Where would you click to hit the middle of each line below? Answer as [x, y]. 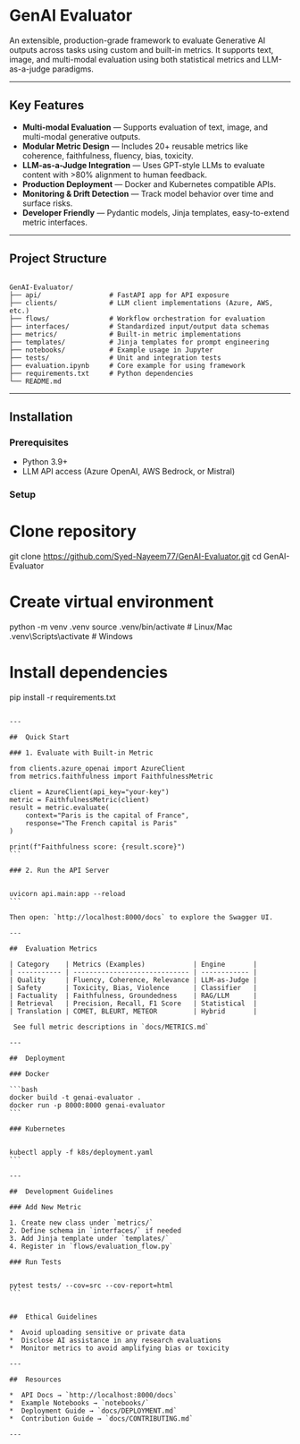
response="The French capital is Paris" [101, 823]
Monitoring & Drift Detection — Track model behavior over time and [148, 193]
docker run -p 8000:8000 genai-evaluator [87, 1105]
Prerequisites [39, 442]
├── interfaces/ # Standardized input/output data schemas [139, 326]
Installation [41, 417]
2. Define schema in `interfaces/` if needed [95, 1230]
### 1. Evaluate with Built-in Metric [81, 753]
